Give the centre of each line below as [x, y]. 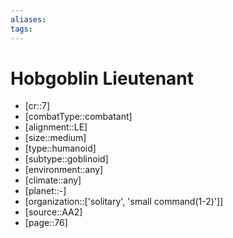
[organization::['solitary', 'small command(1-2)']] [124, 202]
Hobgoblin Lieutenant [102, 78]
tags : [21, 29]
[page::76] [46, 223]
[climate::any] [53, 180]
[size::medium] [55, 138]
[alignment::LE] [56, 127]
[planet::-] [45, 191]
